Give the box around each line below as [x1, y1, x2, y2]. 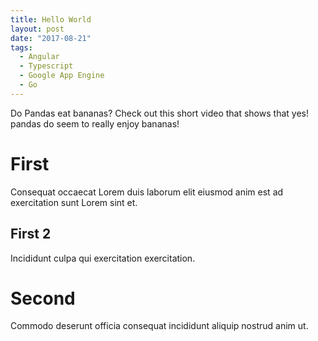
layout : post [10, 24, 65, 34]
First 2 [10, 226, 52, 243]
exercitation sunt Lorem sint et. [10, 196, 138, 208]
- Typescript [19, 61, 74, 71]
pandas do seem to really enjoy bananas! [10, 117, 180, 130]
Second [10, 287, 76, 310]
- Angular [19, 52, 60, 62]
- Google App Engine [19, 71, 105, 81]
